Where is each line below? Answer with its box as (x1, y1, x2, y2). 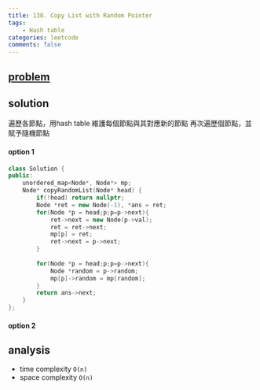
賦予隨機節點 (8, 128, 49, 138)
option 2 (8, 321, 36, 330)
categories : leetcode (8, 33, 79, 42)
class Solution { (8, 165, 65, 173)
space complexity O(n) (19, 373, 93, 382)
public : (8, 172, 34, 180)
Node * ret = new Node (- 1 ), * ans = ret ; (36, 201, 167, 209)
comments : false (8, 41, 61, 49)
